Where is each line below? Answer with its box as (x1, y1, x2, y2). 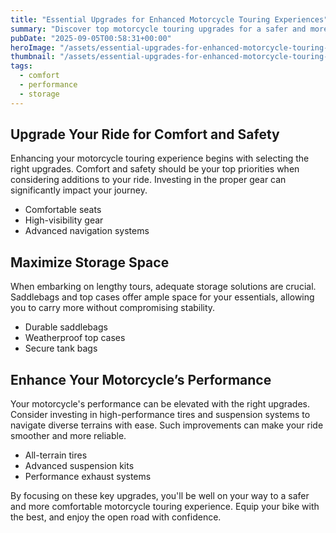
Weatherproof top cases (24, 332, 126, 344)
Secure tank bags (24, 342, 98, 355)
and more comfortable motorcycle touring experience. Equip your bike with (10, 501, 320, 513)
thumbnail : (10, 52, 56, 62)
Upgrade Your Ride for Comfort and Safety (10, 126, 280, 143)
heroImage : (10, 42, 56, 53)
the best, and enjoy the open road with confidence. (10, 511, 222, 523)
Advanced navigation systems (24, 225, 150, 237)
